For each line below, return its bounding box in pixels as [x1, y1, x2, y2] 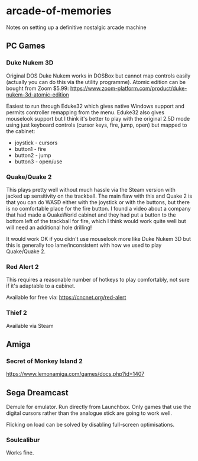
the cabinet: [6, 127, 35, 134]
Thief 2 [6, 309, 27, 317]
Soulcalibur [6, 436, 40, 444]
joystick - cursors [14, 139, 58, 146]
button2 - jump [14, 151, 51, 159]
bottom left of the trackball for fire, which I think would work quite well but [6, 217, 186, 224]
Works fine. [6, 449, 34, 456]
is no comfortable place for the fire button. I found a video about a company [6, 205, 191, 212]
